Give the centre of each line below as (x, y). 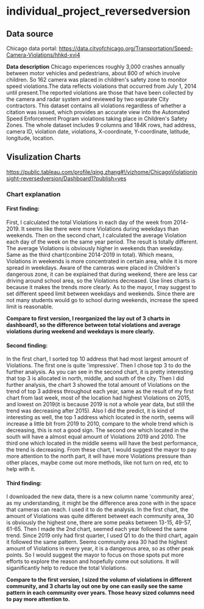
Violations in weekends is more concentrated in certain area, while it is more (102, 261)
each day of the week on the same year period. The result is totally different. (102, 242)
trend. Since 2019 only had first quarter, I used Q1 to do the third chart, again (102, 536)
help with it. (21, 469)
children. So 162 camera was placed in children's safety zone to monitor (97, 80)
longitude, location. (30, 138)
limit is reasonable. (30, 306)
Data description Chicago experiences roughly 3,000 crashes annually (96, 67)
